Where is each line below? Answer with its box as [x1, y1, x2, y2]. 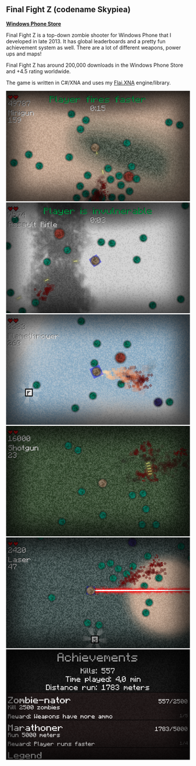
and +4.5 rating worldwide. [6, 67, 71, 75]
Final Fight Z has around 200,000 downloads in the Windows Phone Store [6, 61, 184, 68]
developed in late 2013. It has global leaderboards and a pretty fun [6, 37, 166, 44]
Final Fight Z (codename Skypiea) [6, 5, 131, 15]
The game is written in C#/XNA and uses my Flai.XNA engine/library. [6, 79, 171, 86]
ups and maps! [6, 50, 42, 57]
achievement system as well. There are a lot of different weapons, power [6, 44, 181, 51]
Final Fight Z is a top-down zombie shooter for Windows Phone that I [6, 32, 171, 39]
